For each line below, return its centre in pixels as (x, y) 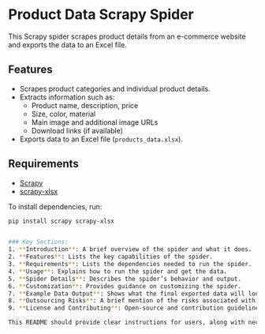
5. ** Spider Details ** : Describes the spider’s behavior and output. (125, 279)
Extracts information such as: (67, 97)
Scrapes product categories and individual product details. (115, 88)
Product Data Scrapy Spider (101, 15)
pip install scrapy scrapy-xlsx (61, 221)
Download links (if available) (77, 130)
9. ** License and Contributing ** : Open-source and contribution (116, 308)
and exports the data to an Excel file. (68, 44)
